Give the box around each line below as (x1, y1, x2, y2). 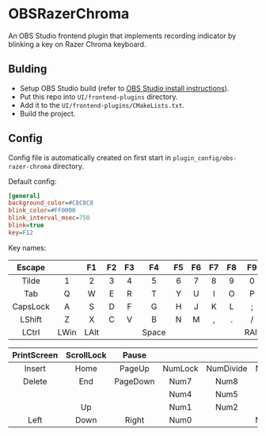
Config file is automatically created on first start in (8, 152, 172, 163)
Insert (24, 362, 46, 373)
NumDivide (206, 362, 248, 373)
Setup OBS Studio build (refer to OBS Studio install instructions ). (19, 83, 230, 93)
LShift (20, 314, 42, 325)
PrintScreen (12, 350, 59, 361)
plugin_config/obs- (173, 154, 237, 163)
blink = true (8, 221, 44, 230)
